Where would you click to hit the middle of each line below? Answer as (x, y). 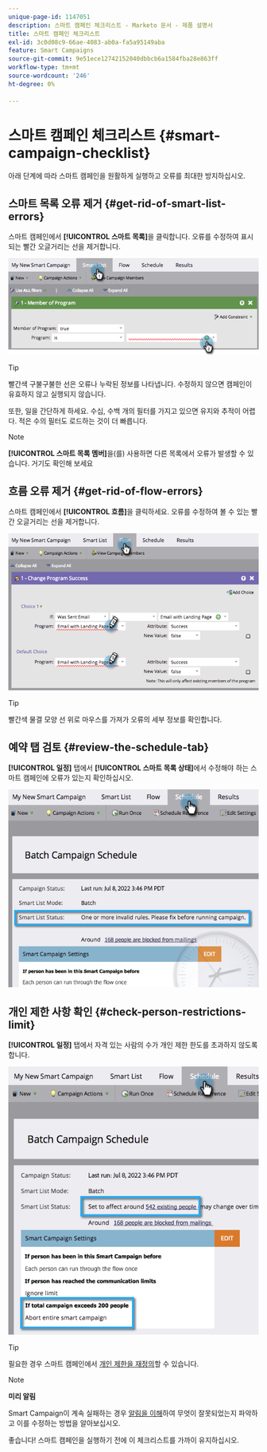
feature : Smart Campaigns (51, 51)
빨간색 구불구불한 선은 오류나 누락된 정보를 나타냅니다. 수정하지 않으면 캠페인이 (130, 384)
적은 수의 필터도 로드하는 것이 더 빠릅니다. (83, 421)
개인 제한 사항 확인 (50, 1011)
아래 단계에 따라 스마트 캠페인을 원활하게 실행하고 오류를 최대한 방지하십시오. (127, 176)
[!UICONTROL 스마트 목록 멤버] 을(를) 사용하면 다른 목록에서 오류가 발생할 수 (127, 454)
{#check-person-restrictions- (170, 1011)
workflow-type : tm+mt (44, 68)
